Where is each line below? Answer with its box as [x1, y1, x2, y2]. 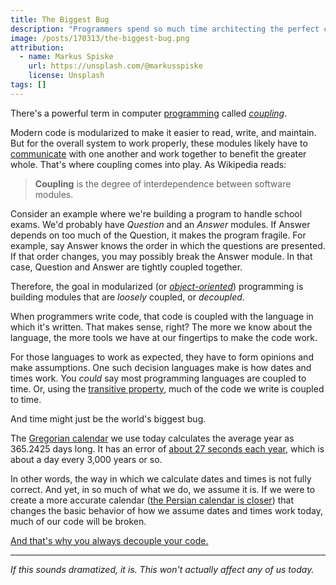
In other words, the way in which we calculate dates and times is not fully [10, 472, 312, 485]
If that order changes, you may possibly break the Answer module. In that [10, 250, 313, 262]
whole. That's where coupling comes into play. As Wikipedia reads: [10, 158, 287, 170]
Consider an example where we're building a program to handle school [10, 207, 303, 220]
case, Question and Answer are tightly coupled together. [10, 261, 243, 273]
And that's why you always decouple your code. [10, 534, 209, 546]
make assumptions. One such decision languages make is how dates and [10, 361, 312, 373]
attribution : [10, 42, 65, 53]
